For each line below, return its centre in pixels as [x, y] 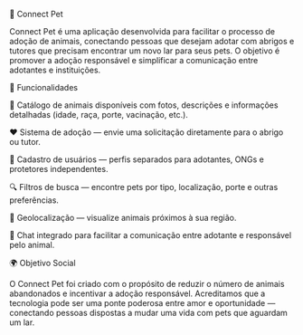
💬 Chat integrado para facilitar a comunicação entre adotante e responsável [151, 235]
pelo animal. [32, 245]
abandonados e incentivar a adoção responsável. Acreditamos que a [137, 293]
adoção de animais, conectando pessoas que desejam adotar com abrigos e [152, 41]
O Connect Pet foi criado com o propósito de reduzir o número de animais [147, 284]
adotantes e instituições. [55, 70]
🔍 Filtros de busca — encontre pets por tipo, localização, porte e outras [144, 187]
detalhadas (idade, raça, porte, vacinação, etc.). [99, 115]
